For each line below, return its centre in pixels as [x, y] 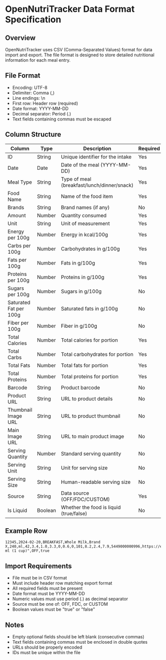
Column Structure [33, 135]
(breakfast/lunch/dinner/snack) [97, 185]
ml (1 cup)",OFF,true [27, 551]
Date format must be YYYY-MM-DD [49, 594]
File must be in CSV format [40, 578]
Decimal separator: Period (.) [42, 114]
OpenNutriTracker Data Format [70, 9]
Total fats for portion [85, 365]
